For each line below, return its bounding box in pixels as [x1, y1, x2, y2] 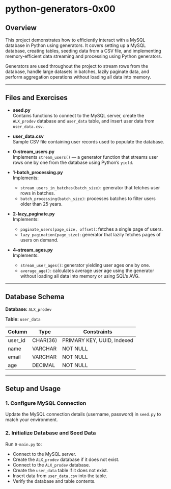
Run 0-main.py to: [5, 441, 42, 447]
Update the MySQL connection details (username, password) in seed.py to [5, 411, 161, 418]
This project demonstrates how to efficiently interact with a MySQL [5, 37, 146, 43]
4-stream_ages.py [12, 247, 53, 253]
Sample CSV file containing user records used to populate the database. [12, 138, 164, 144]
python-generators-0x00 [5, 3, 116, 15]
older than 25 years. [20, 201, 63, 207]
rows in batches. [20, 190, 55, 196]
